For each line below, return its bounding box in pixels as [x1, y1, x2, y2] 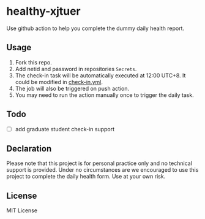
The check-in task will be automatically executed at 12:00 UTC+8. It [15, 72, 186, 79]
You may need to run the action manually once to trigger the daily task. [15, 91, 194, 99]
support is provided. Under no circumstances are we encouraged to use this [6, 166, 199, 174]
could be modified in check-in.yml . [15, 78, 103, 85]
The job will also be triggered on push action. [15, 85, 130, 92]
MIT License [6, 207, 38, 214]
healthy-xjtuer [6, 4, 81, 18]
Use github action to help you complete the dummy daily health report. [6, 25, 185, 32]
